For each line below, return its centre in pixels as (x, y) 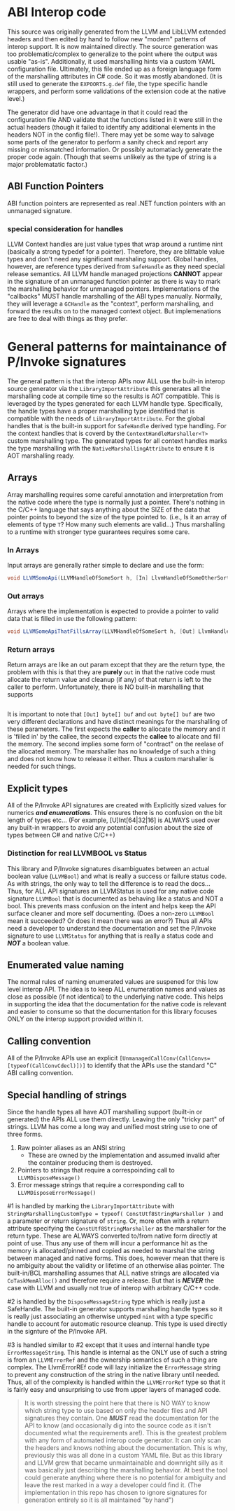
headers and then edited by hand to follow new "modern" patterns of (107, 39)
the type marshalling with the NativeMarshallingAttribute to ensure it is (111, 448)
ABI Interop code (57, 12)
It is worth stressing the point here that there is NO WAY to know (117, 1403)
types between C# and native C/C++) (61, 835)
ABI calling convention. (40, 1073)
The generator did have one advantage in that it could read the (98, 112)
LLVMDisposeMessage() (49, 1178)
